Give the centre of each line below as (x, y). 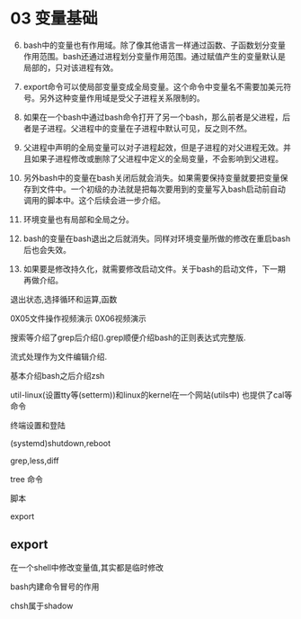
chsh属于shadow (42, 606)
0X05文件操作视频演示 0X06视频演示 (78, 318)
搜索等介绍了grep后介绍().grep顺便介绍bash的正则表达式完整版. (128, 337)
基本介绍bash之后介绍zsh (58, 375)
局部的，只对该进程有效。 (71, 67)
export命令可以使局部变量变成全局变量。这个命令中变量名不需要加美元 (153, 86)
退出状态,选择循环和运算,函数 (64, 299)
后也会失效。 (47, 249)
